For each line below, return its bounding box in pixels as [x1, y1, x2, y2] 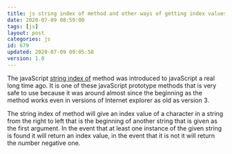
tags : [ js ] [7, 23, 39, 30]
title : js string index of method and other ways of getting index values [7, 10, 227, 17]
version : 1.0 [7, 55, 45, 62]
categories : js [7, 36, 51, 43]
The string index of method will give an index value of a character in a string [7, 109, 224, 117]
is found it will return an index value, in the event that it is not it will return [7, 131, 215, 139]
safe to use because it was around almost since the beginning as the [7, 88, 202, 97]
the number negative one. [7, 139, 81, 147]
